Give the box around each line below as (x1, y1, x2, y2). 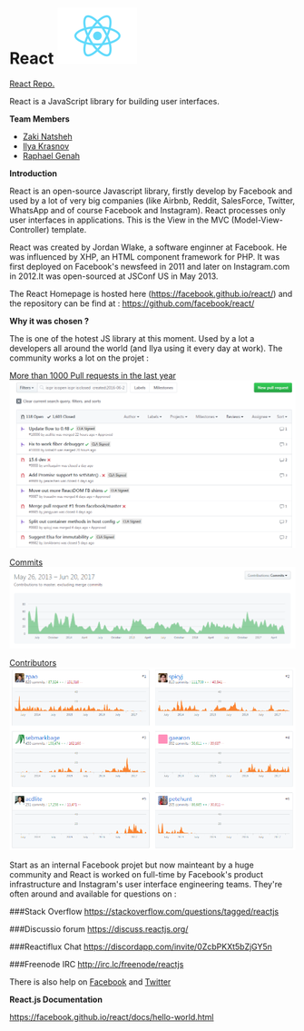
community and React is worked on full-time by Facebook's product (9, 868, 264, 879)
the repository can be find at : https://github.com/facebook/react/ (9, 298, 255, 309)
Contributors (9, 658, 57, 669)
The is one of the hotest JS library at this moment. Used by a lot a (9, 332, 255, 343)
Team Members (9, 113, 70, 124)
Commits (9, 557, 44, 568)
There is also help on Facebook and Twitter (9, 976, 172, 987)
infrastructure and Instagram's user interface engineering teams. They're (9, 878, 283, 889)
